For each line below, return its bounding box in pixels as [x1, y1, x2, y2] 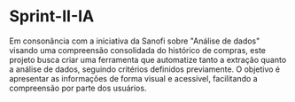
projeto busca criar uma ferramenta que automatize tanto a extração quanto [9, 54, 287, 65]
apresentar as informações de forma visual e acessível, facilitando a [9, 73, 259, 83]
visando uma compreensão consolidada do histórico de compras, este [9, 44, 266, 55]
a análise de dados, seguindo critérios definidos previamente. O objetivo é [9, 64, 281, 75]
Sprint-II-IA [9, 6, 95, 27]
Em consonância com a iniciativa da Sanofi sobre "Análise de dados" [9, 35, 260, 46]
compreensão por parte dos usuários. [9, 82, 147, 93]
